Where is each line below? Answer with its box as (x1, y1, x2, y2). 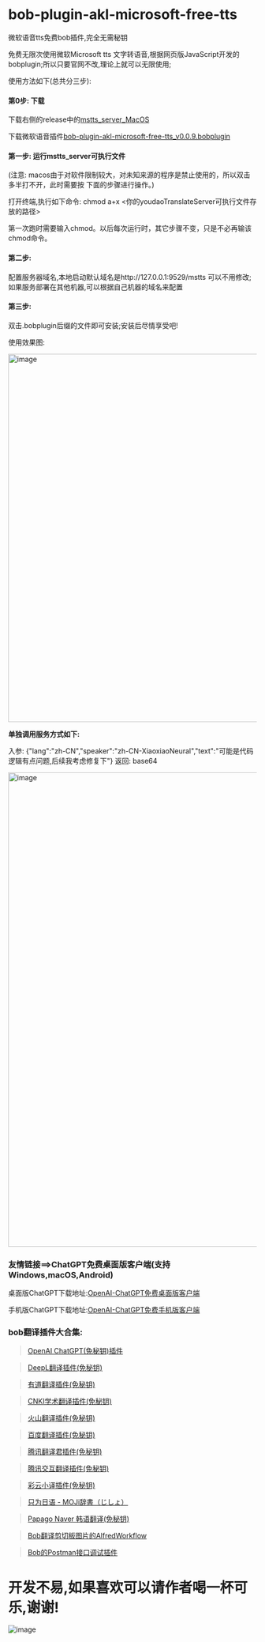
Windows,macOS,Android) (8, 1269, 114, 1280)
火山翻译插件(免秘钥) (27, 1414, 96, 1423)
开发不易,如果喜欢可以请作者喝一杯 (8, 1579, 234, 1596)
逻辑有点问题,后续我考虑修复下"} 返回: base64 (8, 756, 158, 765)
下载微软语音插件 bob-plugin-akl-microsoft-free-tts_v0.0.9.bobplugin (8, 132, 231, 142)
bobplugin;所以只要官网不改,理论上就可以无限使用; (8, 59, 172, 69)
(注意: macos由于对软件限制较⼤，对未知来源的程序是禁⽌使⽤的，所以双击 (8, 170, 251, 179)
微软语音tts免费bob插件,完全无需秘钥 (8, 32, 128, 42)
